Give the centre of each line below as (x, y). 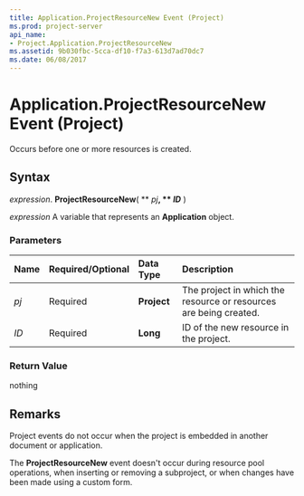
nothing (24, 386)
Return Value (38, 366)
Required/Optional (89, 270)
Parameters (35, 240)
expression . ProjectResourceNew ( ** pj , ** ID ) (98, 199)
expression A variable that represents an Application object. (122, 216)
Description (208, 270)
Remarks (35, 414)
